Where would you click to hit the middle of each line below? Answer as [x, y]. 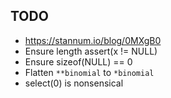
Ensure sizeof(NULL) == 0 [78, 61]
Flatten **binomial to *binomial [89, 72]
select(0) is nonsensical [74, 83]
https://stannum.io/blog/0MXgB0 [93, 40]
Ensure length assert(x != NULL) [91, 51]
